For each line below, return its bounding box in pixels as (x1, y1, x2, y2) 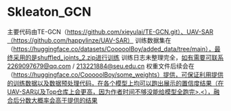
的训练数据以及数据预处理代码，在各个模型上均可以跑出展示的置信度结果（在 (7, 79, 224, 87)
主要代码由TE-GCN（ (7, 27, 67, 36)
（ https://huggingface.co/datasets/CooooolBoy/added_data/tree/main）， (7, 45, 215, 53)
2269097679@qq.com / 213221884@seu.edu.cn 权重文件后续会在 (7, 62, 195, 70)
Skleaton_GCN (7, 4, 91, 20)
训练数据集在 (135, 36, 172, 45)
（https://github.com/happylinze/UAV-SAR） (7, 36, 134, 45)
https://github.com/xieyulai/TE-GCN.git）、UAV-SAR (67, 27, 214, 36)
